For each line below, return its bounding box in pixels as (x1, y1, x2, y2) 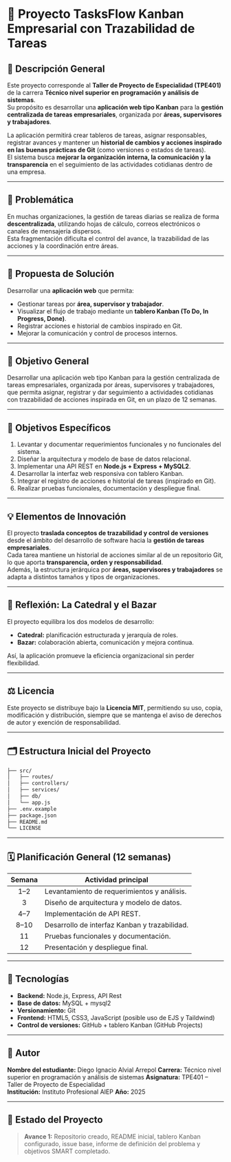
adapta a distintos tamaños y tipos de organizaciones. (7, 573, 160, 581)
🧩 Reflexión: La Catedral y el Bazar (7, 599, 157, 611)
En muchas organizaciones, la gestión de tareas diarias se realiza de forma (7, 212, 220, 220)
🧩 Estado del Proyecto (7, 1114, 103, 1125)
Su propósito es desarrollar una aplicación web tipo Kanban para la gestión (7, 103, 223, 111)
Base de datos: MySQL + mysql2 (16, 999, 111, 1007)
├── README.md (7, 818, 48, 825)
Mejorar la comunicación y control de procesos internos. (16, 329, 178, 337)
